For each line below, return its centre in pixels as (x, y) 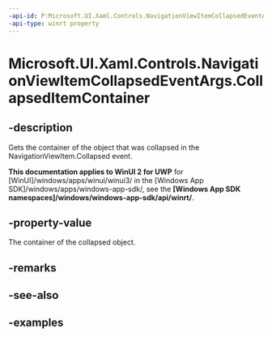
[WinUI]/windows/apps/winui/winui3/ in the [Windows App (106, 180)
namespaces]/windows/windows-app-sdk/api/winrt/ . (101, 197)
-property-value (50, 222)
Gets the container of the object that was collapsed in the (104, 147)
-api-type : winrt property (54, 23)
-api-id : (23, 16)
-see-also (34, 295)
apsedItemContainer (79, 98)
